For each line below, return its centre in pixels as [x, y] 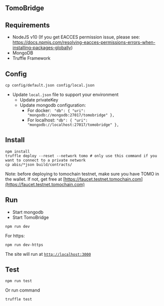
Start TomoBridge [30, 217]
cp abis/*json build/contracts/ [39, 164]
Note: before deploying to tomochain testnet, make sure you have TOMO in [82, 174]
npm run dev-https [24, 245]
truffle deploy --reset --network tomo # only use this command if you [81, 156]
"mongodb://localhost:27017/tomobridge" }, [73, 125]
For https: [15, 235]
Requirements [27, 25]
